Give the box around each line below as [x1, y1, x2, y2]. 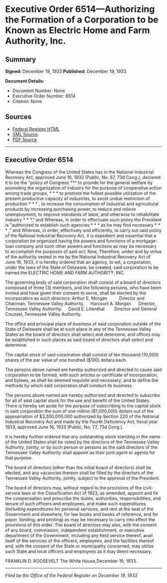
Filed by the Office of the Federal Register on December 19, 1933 [5, 572, 138, 578]
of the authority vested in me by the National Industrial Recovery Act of [5, 253, 151, 260]
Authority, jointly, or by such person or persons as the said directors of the [5, 444, 158, 450]
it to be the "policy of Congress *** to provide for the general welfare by [5, 180, 153, 186]
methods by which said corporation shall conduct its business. [5, 383, 133, 389]
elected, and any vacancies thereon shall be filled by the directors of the [5, 470, 154, 476]
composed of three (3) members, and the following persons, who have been [5, 284, 162, 290]
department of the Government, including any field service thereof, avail [5, 532, 153, 538]
